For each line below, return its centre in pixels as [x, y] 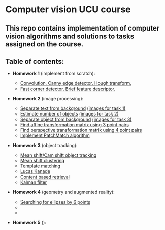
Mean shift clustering [42, 161]
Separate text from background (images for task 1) [73, 108]
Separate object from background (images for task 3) [76, 119]
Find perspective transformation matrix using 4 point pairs [81, 130]
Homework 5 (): [29, 223]
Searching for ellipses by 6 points [55, 202]
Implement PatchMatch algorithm [55, 135]
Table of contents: [35, 61]
